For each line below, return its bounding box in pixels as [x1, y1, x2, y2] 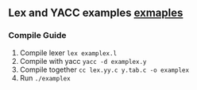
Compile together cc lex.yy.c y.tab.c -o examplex [19, 65, 189, 74]
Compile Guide [8, 30, 67, 41]
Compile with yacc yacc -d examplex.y [19, 56, 147, 66]
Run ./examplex [19, 73, 71, 82]
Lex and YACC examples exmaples [8, 6, 183, 20]
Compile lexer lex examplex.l [19, 47, 118, 58]
